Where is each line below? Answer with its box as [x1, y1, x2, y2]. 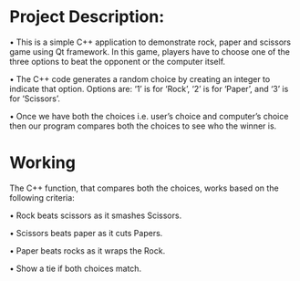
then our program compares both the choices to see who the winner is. [9, 120, 277, 131]
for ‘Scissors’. [9, 93, 61, 104]
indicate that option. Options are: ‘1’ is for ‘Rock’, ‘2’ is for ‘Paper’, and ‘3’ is [9, 83, 289, 94]
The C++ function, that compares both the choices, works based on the [9, 182, 280, 193]
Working [9, 152, 76, 173]
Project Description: [9, 6, 165, 27]
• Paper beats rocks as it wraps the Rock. [9, 245, 166, 256]
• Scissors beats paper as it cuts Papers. [9, 227, 163, 238]
